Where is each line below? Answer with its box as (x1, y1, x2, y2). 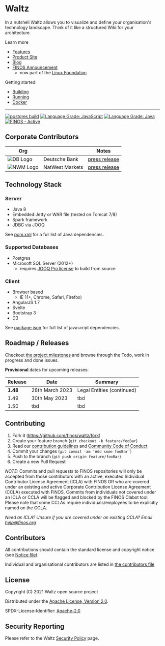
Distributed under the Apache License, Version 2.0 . (5, 598, 109, 604)
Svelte (12, 305, 26, 310)
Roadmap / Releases (5, 339, 69, 347)
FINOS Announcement (12, 64, 58, 70)
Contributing (5, 419, 45, 428)
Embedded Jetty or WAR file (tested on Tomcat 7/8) (12, 212, 117, 217)
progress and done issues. (5, 357, 59, 363)
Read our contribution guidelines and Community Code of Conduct (12, 443, 148, 449)
